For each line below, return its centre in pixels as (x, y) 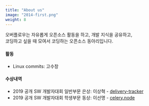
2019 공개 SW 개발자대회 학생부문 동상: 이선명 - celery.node (74, 97)
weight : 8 (16, 19)
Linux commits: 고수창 (36, 66)
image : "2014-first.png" (32, 15)
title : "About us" (25, 10)
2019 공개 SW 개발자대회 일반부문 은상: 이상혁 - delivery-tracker (78, 91)
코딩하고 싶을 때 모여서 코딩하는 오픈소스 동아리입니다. (59, 41)
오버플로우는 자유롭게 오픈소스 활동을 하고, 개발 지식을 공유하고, (69, 35)
